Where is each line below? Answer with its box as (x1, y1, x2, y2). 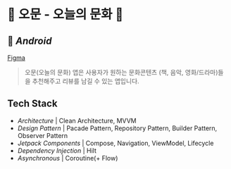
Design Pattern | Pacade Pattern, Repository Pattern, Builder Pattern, (17, 124, 218, 132)
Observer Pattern (17, 131, 68, 139)
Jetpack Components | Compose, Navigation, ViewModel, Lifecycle (17, 139, 214, 147)
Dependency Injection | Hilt (17, 146, 97, 155)
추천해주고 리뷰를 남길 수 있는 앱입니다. (32, 77, 139, 85)
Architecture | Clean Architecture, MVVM (17, 116, 137, 125)
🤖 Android (7, 35, 52, 46)
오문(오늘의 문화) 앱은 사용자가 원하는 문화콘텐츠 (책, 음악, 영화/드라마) (24, 68, 218, 76)
